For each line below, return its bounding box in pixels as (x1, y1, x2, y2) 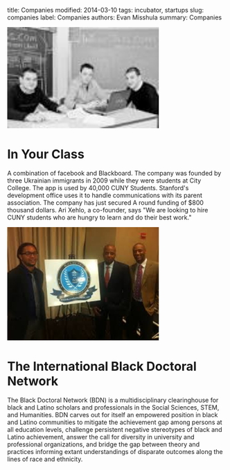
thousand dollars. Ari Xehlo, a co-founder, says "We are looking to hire (7, 206, 209, 215)
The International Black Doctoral (7, 358, 197, 374)
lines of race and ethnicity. (7, 455, 83, 464)
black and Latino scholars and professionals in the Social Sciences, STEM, (7, 403, 220, 412)
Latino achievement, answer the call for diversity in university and (7, 433, 195, 442)
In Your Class (7, 146, 85, 162)
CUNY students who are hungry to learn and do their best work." (7, 213, 192, 221)
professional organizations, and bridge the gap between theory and (7, 440, 200, 448)
